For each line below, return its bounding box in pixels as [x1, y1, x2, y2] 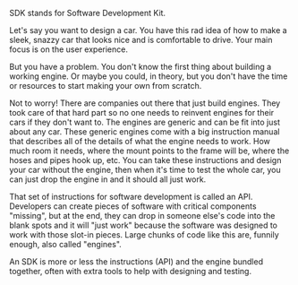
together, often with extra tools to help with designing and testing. [9, 266, 252, 276]
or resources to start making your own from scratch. [9, 81, 202, 91]
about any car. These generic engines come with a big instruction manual [9, 126, 280, 137]
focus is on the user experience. [9, 44, 128, 55]
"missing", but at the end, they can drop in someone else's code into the [9, 211, 276, 220]
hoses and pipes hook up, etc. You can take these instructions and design [9, 155, 282, 165]
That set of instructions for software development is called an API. [9, 192, 253, 202]
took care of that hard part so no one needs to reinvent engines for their [9, 108, 275, 117]
